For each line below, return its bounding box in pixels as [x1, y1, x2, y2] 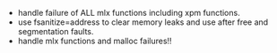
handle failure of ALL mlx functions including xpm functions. [17, 8, 240, 18]
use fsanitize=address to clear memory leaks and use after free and [17, 17, 269, 27]
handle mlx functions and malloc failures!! [17, 35, 172, 46]
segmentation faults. [17, 26, 94, 36]
